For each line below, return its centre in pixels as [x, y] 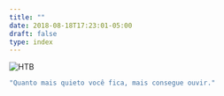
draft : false [33, 33]
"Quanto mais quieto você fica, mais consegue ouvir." [112, 83]
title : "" [27, 17]
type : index [31, 42]
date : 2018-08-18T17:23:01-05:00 [71, 26]
